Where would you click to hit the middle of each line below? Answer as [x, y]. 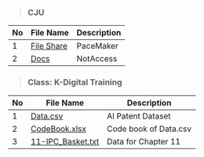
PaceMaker [98, 46]
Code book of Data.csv [149, 129]
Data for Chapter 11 [144, 141]
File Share [49, 46]
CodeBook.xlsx [58, 129]
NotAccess [97, 59]
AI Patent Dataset [139, 115]
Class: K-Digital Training [75, 82]
